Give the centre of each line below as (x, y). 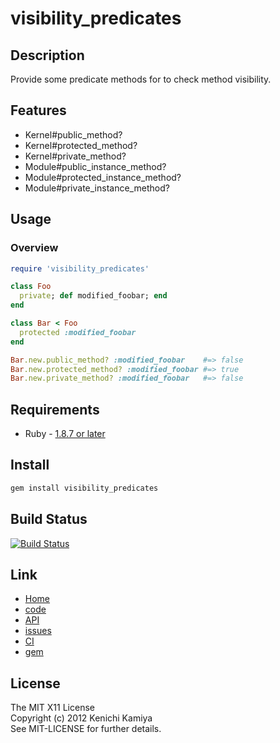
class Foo (31, 287)
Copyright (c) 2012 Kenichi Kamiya (81, 718)
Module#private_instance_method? (97, 188)
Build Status (49, 519)
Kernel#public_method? (73, 134)
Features (38, 110)
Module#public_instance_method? (95, 166)
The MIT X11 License (52, 708)
